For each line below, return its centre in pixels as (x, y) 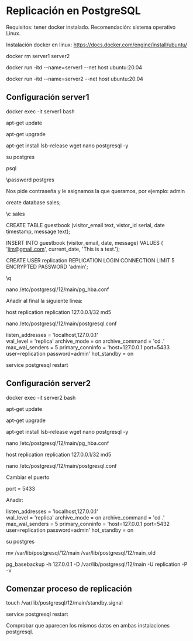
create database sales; (34, 202)
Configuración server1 (48, 97)
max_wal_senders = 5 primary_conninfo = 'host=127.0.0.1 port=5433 (88, 347)
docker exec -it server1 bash (40, 111)
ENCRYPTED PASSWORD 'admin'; (47, 266)
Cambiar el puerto (28, 477)
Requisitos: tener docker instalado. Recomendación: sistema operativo (91, 27)
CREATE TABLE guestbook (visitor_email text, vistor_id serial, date (85, 225)
